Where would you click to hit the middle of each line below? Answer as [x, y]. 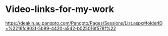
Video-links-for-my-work [60, 9]
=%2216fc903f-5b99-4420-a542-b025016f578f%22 [61, 28]
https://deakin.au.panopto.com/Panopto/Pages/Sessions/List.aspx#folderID [84, 23]
